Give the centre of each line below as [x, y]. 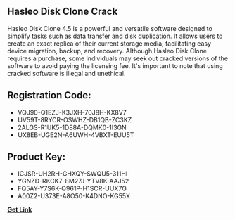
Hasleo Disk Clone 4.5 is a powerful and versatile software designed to [110, 28]
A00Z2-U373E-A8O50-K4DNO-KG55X [74, 196]
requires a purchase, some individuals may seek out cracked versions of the [118, 58]
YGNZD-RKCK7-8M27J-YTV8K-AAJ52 [73, 181]
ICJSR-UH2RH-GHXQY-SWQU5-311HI [72, 174]
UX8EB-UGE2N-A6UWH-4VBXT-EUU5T [76, 135]
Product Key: [36, 157]
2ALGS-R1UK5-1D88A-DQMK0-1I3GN [72, 127]
